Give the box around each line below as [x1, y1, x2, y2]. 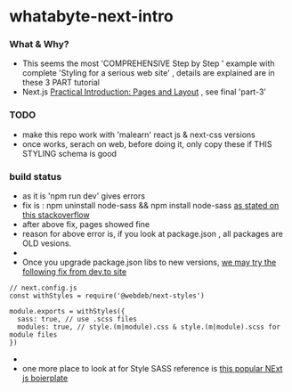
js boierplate [21, 372, 69, 384]
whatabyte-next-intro [9, 6, 174, 27]
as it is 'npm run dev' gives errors [21, 191, 145, 201]
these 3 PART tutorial [21, 78, 101, 88]
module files [9, 331, 58, 339]
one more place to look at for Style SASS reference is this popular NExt [21, 363, 283, 374]
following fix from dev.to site [21, 266, 127, 277]
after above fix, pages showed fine [21, 219, 150, 230]
